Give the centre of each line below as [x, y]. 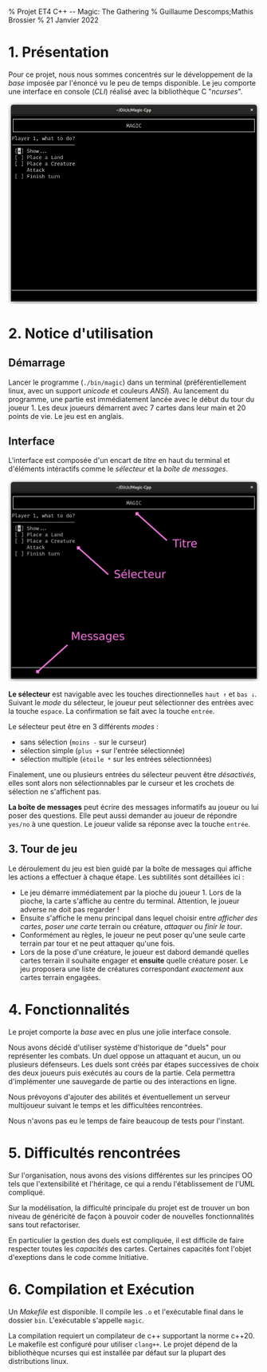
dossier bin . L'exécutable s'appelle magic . [77, 1320]
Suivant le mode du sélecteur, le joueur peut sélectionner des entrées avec [131, 702]
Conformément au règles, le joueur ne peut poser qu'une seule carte [132, 935]
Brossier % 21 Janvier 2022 [53, 20]
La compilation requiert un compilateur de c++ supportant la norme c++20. [132, 1335]
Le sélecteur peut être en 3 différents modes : [84, 726]
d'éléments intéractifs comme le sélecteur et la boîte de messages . [118, 469]
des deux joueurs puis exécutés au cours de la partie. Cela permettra [122, 1073]
